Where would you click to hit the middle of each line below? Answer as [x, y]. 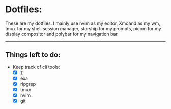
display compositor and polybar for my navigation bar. [62, 34]
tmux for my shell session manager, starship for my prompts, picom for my [83, 28]
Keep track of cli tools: [36, 67]
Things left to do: [33, 55]
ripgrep [28, 84]
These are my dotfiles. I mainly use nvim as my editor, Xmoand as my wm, [83, 23]
